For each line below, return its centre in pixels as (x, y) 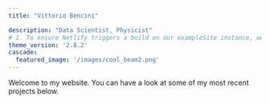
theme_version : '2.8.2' (48, 45)
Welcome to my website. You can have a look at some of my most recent (129, 82)
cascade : (23, 53)
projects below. (34, 91)
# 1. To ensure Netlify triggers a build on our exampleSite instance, (131, 38)
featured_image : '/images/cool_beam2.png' (88, 60)
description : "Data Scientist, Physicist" (80, 30)
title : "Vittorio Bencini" (53, 16)
